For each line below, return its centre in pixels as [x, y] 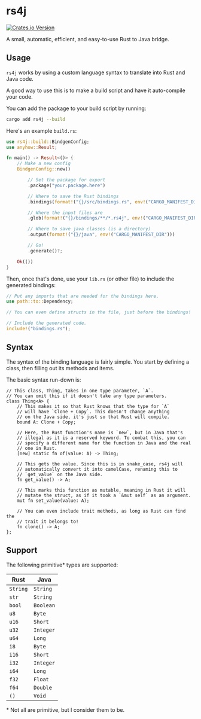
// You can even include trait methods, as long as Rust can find [101, 511]
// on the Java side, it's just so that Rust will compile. [93, 417]
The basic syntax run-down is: [44, 380]
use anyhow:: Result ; [32, 147]
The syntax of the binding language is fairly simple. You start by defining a [98, 362]
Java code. [20, 78]
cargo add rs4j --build [36, 119]
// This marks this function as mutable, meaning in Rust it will [101, 490]
